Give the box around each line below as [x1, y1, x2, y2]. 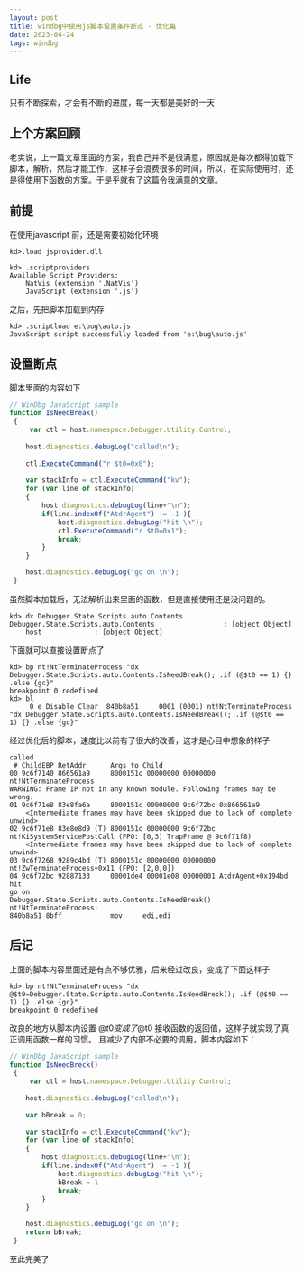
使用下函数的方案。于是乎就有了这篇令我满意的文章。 [24, 174, 223, 185]
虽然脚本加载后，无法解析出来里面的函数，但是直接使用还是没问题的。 [9, 593, 271, 604]
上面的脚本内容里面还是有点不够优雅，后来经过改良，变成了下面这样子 [9, 964, 271, 975]
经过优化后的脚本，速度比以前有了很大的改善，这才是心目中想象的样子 [9, 734, 271, 746]
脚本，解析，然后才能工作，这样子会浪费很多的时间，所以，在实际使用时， [9, 163, 286, 174]
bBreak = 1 [57, 1177, 99, 1187]
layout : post [9, 13, 59, 23]
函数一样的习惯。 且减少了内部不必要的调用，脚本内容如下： [32, 1033, 257, 1044]
